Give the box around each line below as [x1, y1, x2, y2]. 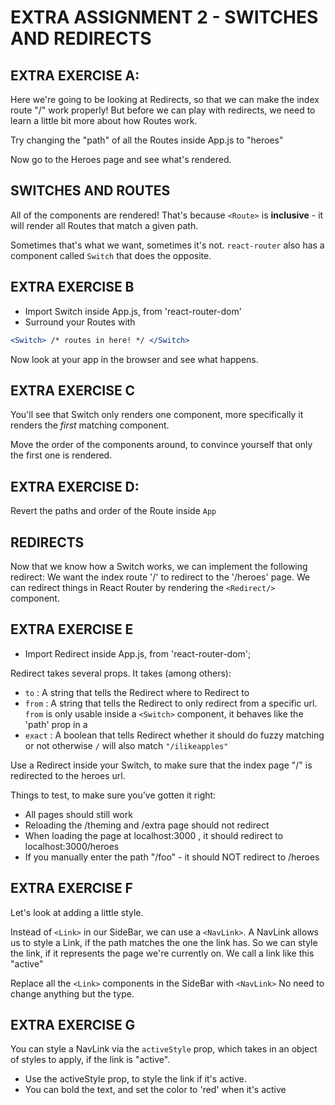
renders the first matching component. [10, 419, 170, 431]
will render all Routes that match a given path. [10, 219, 199, 231]
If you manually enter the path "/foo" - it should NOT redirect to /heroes [24, 851, 320, 863]
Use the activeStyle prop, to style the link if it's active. [24, 1073, 247, 1085]
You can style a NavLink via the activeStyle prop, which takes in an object [10, 1043, 318, 1055]
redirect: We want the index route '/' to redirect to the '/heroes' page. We [10, 571, 311, 583]
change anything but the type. [10, 987, 135, 1000]
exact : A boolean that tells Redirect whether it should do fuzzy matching [24, 729, 325, 741]
